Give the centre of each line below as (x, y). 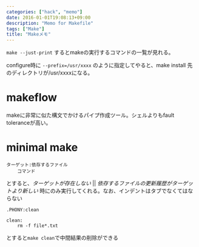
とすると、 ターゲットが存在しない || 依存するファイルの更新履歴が (89, 183)
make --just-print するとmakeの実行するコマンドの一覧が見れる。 (90, 53)
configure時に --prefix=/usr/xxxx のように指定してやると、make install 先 (99, 65)
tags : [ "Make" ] (25, 29)
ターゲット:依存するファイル (37, 165)
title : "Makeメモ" (29, 35)
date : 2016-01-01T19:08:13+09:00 (49, 18)
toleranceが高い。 (29, 123)
